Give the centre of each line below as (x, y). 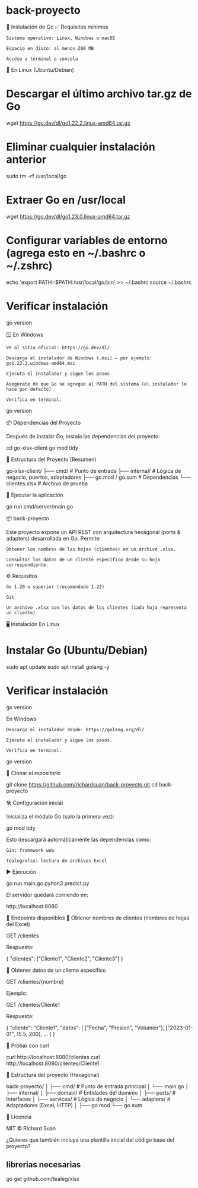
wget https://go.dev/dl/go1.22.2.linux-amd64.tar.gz (68, 123)
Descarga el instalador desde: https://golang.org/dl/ (75, 729)
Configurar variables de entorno (87, 240)
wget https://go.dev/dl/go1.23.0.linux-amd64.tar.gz (68, 216)
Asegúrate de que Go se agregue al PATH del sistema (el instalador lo (96, 384)
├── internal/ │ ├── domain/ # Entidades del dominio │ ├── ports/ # (91, 1092)
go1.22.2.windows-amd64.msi (41, 363)
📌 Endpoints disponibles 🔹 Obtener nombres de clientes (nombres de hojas (98, 918)
